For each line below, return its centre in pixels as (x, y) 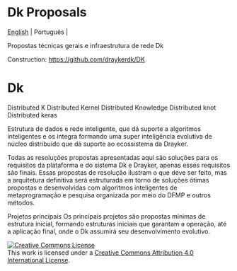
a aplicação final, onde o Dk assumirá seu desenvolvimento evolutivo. (109, 231)
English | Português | (38, 32)
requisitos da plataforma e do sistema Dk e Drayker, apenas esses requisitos (119, 165)
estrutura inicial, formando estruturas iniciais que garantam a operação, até (117, 224)
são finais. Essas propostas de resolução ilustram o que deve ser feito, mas (117, 172)
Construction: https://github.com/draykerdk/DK (76, 59)
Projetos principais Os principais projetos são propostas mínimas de (106, 216)
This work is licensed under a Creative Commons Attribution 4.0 (101, 253)
